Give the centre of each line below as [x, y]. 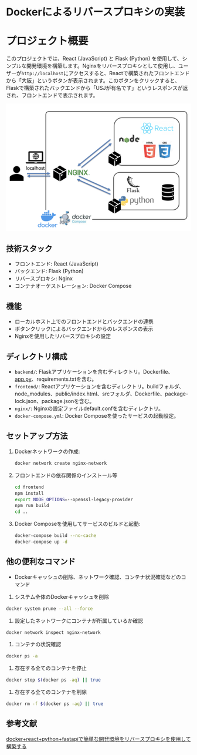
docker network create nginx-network [61, 463]
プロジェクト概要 [47, 41]
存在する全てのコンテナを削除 [50, 692]
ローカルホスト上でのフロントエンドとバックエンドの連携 [84, 321]
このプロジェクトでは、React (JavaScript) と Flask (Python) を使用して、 [94, 59]
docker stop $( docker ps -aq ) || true [53, 680]
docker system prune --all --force [50, 609]
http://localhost [43, 74]
